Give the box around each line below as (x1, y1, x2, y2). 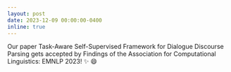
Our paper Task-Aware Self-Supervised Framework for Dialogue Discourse (7, 43, 224, 51)
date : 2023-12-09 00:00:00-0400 (7, 17, 102, 24)
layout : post (7, 10, 46, 17)
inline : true (7, 23, 46, 30)
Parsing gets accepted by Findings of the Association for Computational (7, 50, 216, 58)
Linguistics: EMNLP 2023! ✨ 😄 (7, 57, 97, 66)
